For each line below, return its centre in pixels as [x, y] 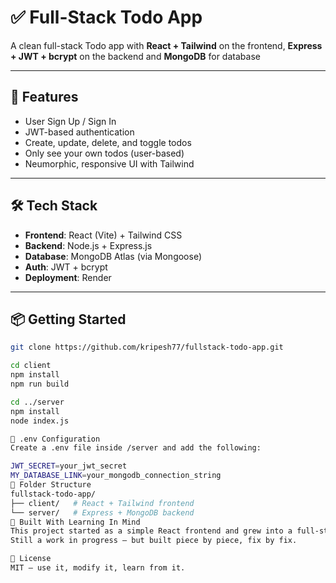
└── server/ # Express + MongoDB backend [102, 512]
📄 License [31, 559]
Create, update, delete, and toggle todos [108, 142]
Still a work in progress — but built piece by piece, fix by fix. [154, 541]
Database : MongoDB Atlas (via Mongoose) [113, 256]
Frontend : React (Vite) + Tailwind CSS [103, 235]
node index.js [40, 421]
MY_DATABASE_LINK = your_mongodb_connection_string [116, 476]
